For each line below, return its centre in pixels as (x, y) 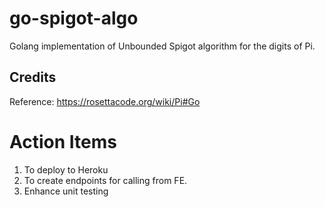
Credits (33, 77)
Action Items (63, 141)
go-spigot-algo (74, 18)
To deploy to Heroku (66, 169)
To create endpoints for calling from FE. (105, 180)
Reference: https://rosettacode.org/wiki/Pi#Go (105, 101)
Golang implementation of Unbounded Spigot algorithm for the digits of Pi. (162, 46)
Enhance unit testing (66, 191)
